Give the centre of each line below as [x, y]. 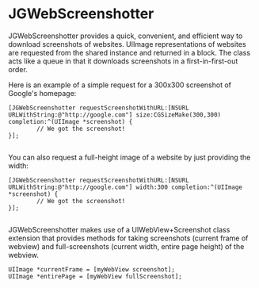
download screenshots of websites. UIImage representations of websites [128, 44]
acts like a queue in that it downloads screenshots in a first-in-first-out [123, 61]
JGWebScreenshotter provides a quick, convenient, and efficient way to [126, 36]
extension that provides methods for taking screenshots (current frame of [128, 238]
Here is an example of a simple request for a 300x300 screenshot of [120, 85]
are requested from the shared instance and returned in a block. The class [129, 52]
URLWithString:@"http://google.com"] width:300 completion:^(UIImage [126, 187]
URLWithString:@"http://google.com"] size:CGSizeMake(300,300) [115, 115]
